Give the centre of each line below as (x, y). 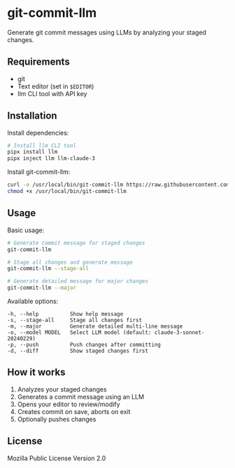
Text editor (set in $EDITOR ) (56, 86)
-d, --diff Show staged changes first (78, 351)
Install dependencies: (38, 133)
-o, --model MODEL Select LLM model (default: (79, 333)
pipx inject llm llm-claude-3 (51, 159)
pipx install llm (33, 152)
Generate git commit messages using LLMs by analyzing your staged (107, 32)
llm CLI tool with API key (52, 93)
